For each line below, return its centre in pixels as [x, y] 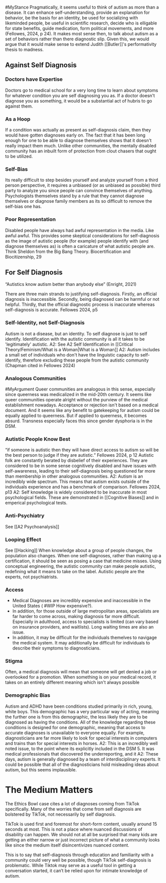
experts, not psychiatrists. [32, 577]
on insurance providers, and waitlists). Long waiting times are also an [83, 627]
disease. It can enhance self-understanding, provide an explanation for [78, 12]
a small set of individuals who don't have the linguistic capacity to [72, 355]
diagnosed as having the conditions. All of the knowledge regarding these [81, 722]
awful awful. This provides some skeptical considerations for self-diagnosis [82, 236]
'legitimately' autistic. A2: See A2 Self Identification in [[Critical [69, 344]
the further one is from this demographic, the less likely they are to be [76, 717]
